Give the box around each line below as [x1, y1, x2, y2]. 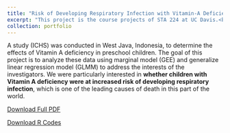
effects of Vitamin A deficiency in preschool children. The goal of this [7, 48, 203, 57]
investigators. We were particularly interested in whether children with [7, 70, 207, 78]
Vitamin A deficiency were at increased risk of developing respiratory [7, 78, 209, 86]
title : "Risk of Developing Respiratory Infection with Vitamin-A [7, 10, 201, 17]
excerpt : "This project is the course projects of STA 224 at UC [7, 16, 197, 23]
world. [7, 92, 25, 100]
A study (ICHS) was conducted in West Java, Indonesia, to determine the [7, 42, 213, 50]
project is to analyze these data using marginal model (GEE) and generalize [7, 56, 219, 64]
